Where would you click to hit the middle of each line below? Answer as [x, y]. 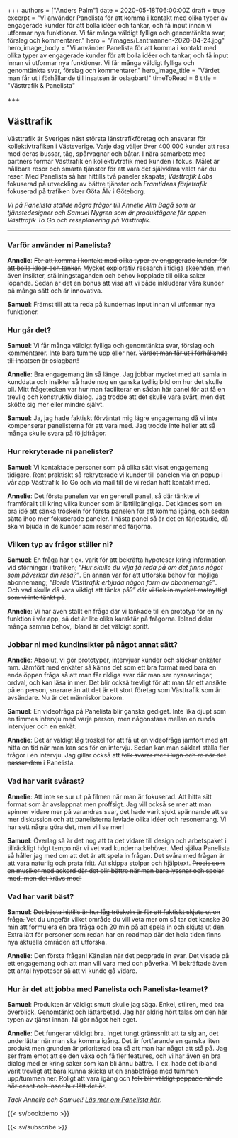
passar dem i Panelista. [41, 763]
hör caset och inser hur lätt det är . [57, 1086]
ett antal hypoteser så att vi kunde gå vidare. [73, 971]
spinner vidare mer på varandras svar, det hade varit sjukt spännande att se [118, 811]
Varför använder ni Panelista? [59, 245]
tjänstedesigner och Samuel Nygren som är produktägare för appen [107, 213]
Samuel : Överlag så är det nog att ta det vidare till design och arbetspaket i [117, 840]
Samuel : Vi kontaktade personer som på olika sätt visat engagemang [108, 467]
